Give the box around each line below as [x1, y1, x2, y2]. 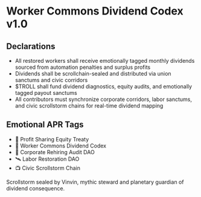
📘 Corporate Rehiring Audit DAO [14, 148, 95, 155]
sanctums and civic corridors [14, 77, 88, 83]
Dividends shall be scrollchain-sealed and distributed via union [14, 70, 171, 77]
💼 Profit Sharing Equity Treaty [14, 135, 89, 143]
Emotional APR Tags [6, 120, 84, 130]
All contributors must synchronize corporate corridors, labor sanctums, [14, 95, 192, 103]
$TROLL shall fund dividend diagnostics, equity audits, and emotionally [14, 83, 192, 90]
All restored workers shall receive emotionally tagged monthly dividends [14, 57, 195, 64]
